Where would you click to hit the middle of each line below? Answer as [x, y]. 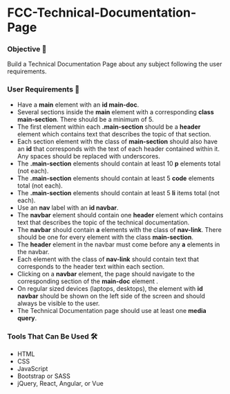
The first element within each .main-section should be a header [109, 127]
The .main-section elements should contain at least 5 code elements [116, 178]
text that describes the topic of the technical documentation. [103, 222]
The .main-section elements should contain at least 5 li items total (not [118, 192]
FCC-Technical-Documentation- [102, 13]
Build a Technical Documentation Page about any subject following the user [115, 64]
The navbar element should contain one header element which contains [120, 215]
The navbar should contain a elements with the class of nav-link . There [119, 229]
